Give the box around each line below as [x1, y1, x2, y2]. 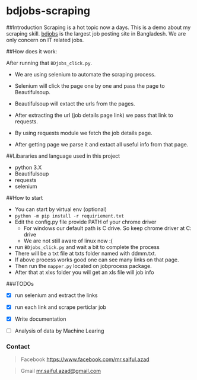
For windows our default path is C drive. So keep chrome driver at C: [23, 224, 192, 232]
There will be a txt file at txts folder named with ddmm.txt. [14, 250, 157, 257]
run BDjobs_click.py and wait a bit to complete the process [14, 243, 160, 250]
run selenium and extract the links [14, 292, 98, 299]
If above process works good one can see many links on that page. [14, 256, 179, 263]
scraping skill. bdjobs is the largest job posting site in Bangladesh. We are [6, 30, 186, 37]
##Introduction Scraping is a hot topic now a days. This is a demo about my [6, 24, 191, 31]
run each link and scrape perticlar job [14, 304, 107, 311]
